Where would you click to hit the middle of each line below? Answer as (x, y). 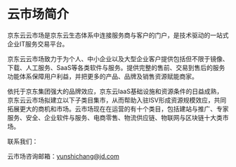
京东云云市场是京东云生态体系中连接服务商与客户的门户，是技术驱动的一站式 (118, 35)
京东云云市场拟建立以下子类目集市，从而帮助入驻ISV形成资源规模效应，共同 (117, 100)
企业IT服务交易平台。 (38, 44)
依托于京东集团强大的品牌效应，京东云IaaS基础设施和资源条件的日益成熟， (115, 91)
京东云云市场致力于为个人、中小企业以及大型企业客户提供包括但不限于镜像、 (118, 59)
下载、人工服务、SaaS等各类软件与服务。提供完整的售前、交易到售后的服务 (116, 67)
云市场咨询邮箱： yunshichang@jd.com (63, 156)
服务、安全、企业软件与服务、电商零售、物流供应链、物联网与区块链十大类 (115, 117)
